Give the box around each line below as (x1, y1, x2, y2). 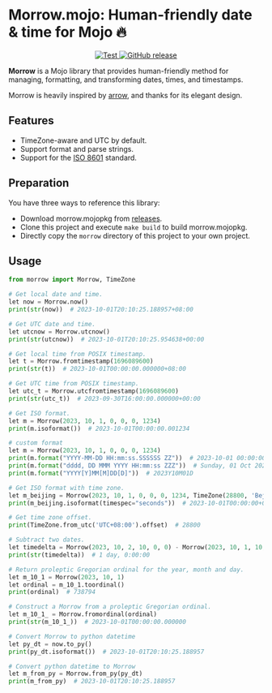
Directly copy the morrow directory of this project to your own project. (19, 230, 251, 240)
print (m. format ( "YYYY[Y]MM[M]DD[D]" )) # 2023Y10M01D (8, 469, 194, 477)
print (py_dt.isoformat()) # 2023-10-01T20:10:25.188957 (8, 648, 205, 656)
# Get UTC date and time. (8, 320, 96, 328)
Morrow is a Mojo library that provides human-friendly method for (8, 66, 229, 75)
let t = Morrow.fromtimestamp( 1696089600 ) (8, 357, 154, 366)
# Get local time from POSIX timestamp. (8, 350, 147, 358)
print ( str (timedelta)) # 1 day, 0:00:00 (8, 550, 151, 559)
